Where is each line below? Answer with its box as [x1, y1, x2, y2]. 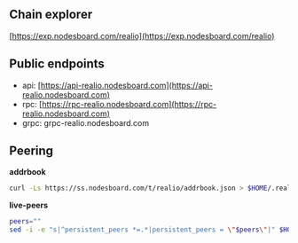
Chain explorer [9, 7, 93, 22]
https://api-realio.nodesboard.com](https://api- [40, 80, 213, 90]
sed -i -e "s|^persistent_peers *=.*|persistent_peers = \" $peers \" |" [9, 225, 276, 234]
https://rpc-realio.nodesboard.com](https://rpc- [41, 98, 217, 109]
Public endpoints [9, 57, 105, 72]
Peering [9, 144, 54, 159]
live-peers [9, 200, 49, 211]
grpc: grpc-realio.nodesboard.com [21, 117, 149, 128]
